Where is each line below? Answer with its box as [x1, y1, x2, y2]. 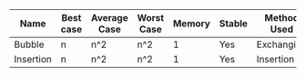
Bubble [14, 38, 45, 51]
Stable [219, 17, 249, 30]
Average [90, 12, 129, 24]
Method [263, 12, 300, 24]
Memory [172, 17, 211, 30]
